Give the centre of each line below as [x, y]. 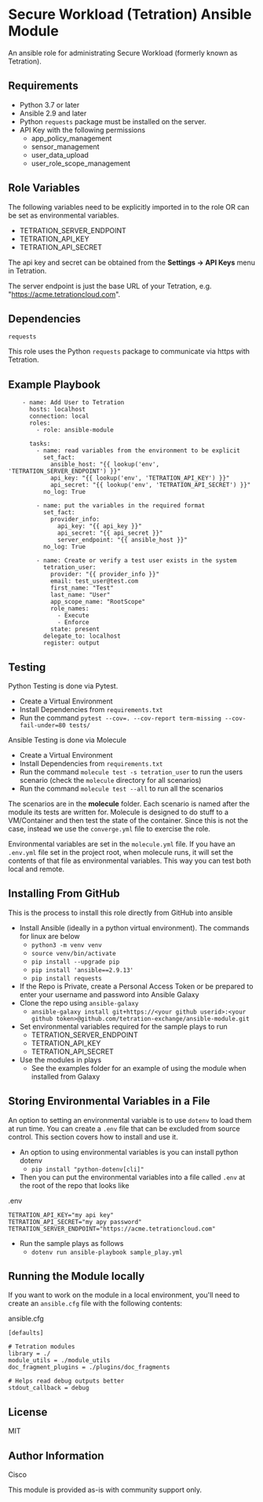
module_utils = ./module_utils [59, 1361]
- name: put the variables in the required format [121, 506]
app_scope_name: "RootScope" [98, 602]
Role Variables [44, 188]
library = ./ [29, 1354]
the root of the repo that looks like [74, 1185]
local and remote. [37, 869]
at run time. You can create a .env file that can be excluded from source [124, 1128]
